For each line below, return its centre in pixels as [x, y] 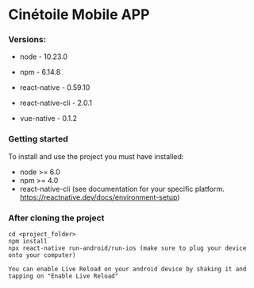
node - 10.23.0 [44, 56]
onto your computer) [42, 255]
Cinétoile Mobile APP [79, 15]
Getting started [38, 139]
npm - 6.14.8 [40, 72]
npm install [28, 241]
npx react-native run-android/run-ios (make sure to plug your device [127, 248]
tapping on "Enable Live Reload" [63, 276]
